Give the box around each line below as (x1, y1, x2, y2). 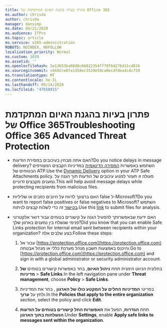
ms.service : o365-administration (5, 40, 75, 45)
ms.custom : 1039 (5, 54, 39, 59)
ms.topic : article (5, 36, 44, 41)
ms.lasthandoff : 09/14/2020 (5, 82, 64, 87)
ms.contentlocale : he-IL (5, 77, 57, 83)
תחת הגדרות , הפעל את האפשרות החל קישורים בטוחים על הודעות (20, 306, 149, 312)
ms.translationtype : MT (5, 73, 55, 78)
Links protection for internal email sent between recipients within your (12, 225, 157, 231)
